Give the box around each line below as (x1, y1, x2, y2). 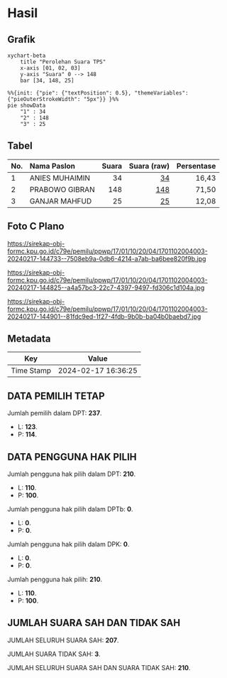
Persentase (176, 161, 216, 171)
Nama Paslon (29, 161, 76, 171)
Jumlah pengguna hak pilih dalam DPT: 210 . (7, 470, 136, 478)
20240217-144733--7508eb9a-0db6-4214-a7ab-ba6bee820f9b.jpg (7, 254, 206, 263)
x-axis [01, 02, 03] (20, 65, 81, 72)
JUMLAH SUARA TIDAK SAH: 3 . (7, 650, 101, 658)
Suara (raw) (128, 161, 170, 171)
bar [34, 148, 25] (20, 77, 74, 84)
